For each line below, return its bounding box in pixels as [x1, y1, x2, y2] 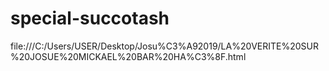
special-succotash [10, 7, 170, 30]
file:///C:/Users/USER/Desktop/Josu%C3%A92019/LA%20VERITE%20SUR [10, 40, 319, 52]
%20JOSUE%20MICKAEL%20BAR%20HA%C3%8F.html [10, 50, 247, 62]
